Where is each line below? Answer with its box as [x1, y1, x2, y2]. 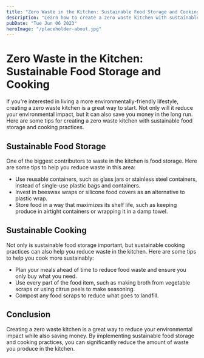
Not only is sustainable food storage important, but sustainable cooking [6, 241, 185, 249]
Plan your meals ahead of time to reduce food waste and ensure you [15, 266, 186, 273]
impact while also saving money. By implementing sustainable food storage [6, 332, 195, 339]
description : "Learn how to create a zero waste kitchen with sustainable [6, 15, 200, 21]
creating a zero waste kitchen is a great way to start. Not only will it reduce [6, 104, 193, 112]
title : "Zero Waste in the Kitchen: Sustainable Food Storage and [6, 8, 178, 15]
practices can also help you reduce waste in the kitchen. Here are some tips [6, 248, 196, 255]
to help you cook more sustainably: [6, 254, 94, 262]
